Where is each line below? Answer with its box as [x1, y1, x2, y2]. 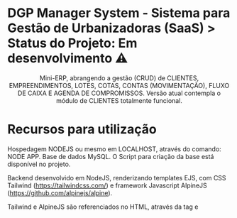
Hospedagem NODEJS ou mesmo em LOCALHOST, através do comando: [7, 144, 221, 153]
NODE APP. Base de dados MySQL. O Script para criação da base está [7, 152, 214, 160]
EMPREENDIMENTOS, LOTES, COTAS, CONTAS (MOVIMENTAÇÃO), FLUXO [9, 81, 230, 89]
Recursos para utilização [7, 121, 158, 138]
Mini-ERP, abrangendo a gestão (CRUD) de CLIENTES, [39, 73, 199, 82]
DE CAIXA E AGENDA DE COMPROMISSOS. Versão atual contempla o [17, 89, 221, 97]
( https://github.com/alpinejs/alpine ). [7, 188, 113, 197]
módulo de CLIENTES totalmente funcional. [55, 96, 183, 104]
